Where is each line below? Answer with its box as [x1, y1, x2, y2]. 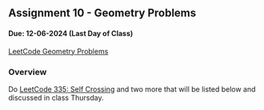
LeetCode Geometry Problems [8, 46, 109, 56]
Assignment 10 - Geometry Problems [8, 6, 197, 20]
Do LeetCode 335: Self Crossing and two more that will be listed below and [8, 84, 256, 94]
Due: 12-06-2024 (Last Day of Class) [8, 28, 134, 38]
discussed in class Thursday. [8, 92, 104, 102]
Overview [8, 66, 47, 77]
